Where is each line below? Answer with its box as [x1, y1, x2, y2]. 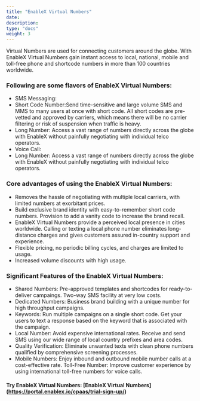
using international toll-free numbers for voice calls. [14, 368, 143, 375]
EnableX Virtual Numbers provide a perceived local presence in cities [14, 219, 185, 226]
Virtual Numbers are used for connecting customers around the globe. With [6, 47, 192, 54]
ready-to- [169, 285, 193, 293]
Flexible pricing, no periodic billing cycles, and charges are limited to [14, 244, 184, 251]
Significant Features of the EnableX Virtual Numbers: [6, 271, 164, 280]
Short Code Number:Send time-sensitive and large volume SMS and [14, 101, 183, 108]
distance [14, 231, 37, 238]
